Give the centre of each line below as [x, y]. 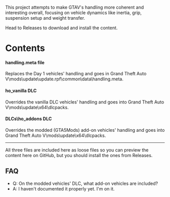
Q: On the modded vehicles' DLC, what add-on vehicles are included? [85, 183]
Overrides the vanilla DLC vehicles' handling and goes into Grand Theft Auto [85, 102]
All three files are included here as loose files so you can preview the [77, 150]
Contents [25, 48]
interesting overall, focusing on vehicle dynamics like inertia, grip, [73, 13]
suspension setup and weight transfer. [45, 18]
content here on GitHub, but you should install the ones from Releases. [79, 155]
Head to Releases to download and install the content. [61, 28]
